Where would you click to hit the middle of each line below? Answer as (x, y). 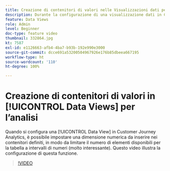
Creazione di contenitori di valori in (80, 96)
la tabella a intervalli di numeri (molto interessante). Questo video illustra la (83, 148)
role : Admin (18, 24)
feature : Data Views (27, 19)
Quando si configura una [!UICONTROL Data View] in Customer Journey (80, 132)
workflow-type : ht (25, 57)
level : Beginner (22, 29)
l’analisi (22, 118)
